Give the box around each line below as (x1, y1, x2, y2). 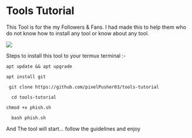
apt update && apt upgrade (6, 63, 72, 69)
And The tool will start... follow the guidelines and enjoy (6, 125, 141, 132)
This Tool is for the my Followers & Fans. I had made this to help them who (6, 23, 187, 31)
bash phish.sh (11, 115, 46, 121)
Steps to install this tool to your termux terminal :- (6, 52, 126, 59)
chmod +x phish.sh (6, 105, 51, 110)
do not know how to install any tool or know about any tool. (6, 29, 149, 36)
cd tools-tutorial (11, 94, 57, 100)
